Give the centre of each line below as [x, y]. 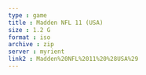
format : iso [29, 37]
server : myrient [36, 52]
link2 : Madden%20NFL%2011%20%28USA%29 [73, 59]
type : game [27, 15]
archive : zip [31, 45]
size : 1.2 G [29, 30]
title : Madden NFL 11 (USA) [56, 23]
